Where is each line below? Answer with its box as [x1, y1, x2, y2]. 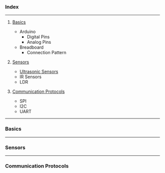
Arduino [19, 29, 36, 35]
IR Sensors [19, 74, 42, 80]
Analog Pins [27, 39, 52, 45]
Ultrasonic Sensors [19, 69, 58, 75]
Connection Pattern [27, 50, 67, 56]
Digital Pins [27, 34, 50, 40]
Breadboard [19, 44, 44, 50]
